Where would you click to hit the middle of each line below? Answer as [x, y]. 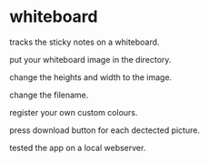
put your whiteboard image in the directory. [90, 59]
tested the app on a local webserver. [78, 147]
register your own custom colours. [74, 112]
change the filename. [49, 95]
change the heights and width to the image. [91, 77]
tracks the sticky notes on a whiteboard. [85, 42]
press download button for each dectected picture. [104, 130]
